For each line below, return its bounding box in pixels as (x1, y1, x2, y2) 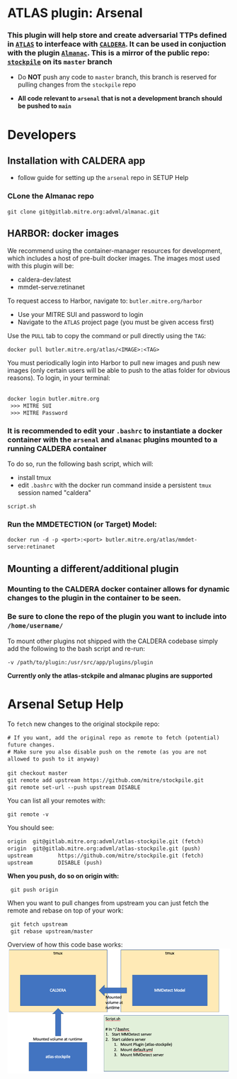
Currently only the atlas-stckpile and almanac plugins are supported (7, 671, 213, 680)
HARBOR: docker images (7, 228, 119, 240)
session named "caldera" (17, 488, 92, 497)
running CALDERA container (7, 443, 108, 453)
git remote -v (7, 810, 50, 818)
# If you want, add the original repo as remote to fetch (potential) (7, 734, 220, 742)
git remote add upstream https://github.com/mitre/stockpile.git (7, 776, 204, 784)
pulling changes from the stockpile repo (17, 80, 137, 89)
